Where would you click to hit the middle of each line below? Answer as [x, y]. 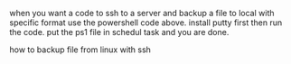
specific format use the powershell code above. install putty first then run [146, 23]
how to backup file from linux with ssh [80, 50]
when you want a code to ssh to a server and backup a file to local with [142, 13]
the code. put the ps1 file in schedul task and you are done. [119, 32]
